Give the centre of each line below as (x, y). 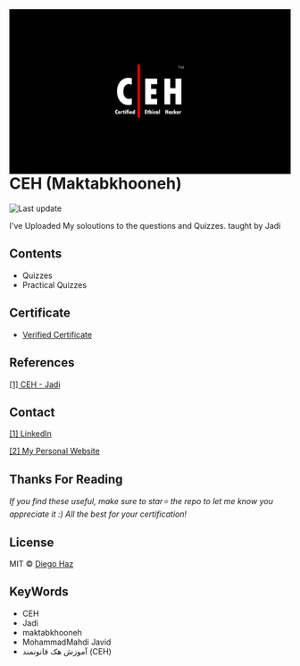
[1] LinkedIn (30, 434)
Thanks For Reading (66, 479)
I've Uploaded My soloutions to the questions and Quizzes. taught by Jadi (145, 226)
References (42, 363)
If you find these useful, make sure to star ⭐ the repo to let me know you (142, 502)
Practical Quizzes (54, 284)
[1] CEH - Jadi (35, 384)
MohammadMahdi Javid (67, 642)
